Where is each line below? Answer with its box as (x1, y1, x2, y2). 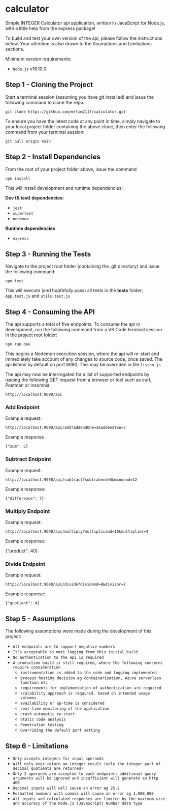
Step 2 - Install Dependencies (5, 153, 100, 161)
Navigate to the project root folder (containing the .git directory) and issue (5, 263, 160, 270)
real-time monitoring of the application (20, 706, 109, 711)
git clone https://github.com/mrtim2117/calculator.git (5, 109, 126, 114)
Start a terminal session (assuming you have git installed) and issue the (5, 94, 154, 100)
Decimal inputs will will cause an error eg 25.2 (12, 786, 120, 791)
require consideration (12, 665, 61, 670)
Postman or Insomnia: (5, 382, 51, 388)
